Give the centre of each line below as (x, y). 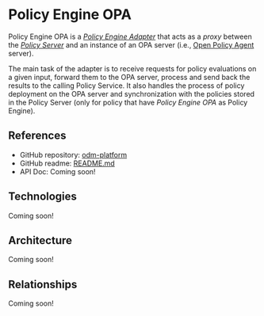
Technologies (43, 197)
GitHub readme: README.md (67, 163)
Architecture (40, 240)
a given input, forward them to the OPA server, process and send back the (129, 77)
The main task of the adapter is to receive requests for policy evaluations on (132, 68)
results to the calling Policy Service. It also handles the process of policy (126, 86)
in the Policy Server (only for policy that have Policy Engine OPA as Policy (128, 102)
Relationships (43, 284)
